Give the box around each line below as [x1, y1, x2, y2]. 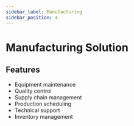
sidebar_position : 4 [5, 15, 58, 21]
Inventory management [14, 113, 74, 120]
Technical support [14, 107, 60, 114]
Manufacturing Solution [5, 41, 129, 55]
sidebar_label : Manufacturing [5, 8, 83, 15]
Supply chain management [14, 93, 82, 101]
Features [5, 65, 40, 75]
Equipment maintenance [14, 81, 76, 88]
